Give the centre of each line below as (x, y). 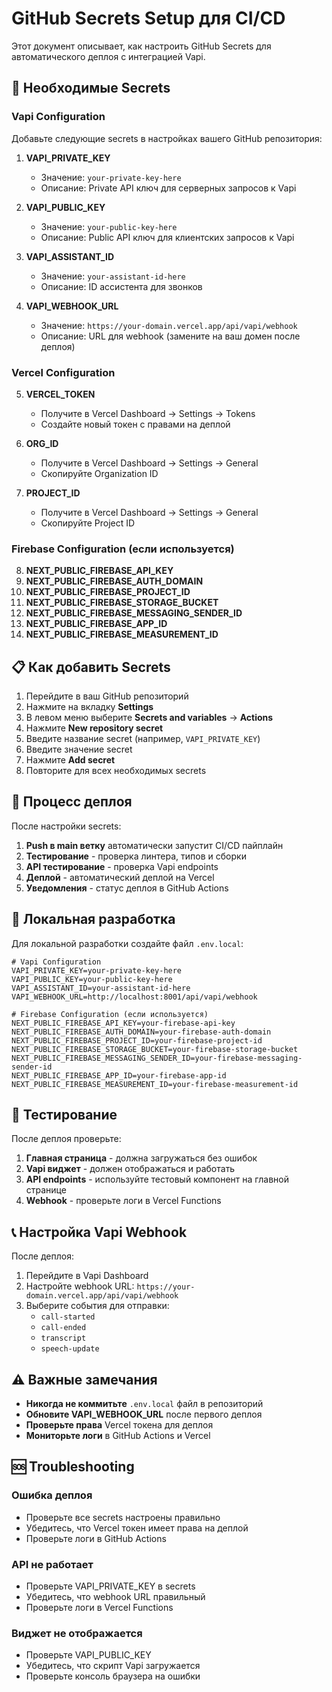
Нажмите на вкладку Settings (89, 707)
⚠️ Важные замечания (84, 1379)
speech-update (70, 1349)
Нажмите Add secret (70, 760)
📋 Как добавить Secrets (91, 667)
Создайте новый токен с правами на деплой (135, 424)
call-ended (63, 1328)
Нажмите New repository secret (94, 728)
